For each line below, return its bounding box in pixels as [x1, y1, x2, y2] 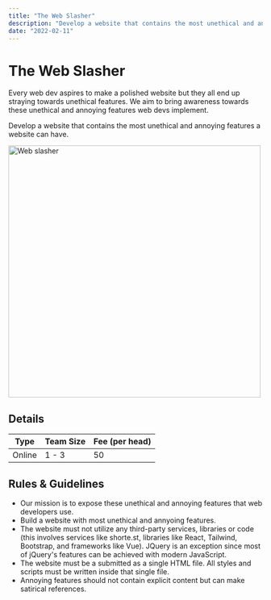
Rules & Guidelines [8, 477, 105, 490]
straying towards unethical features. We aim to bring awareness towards [8, 97, 249, 106]
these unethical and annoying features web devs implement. [8, 106, 209, 115]
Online [12, 449, 38, 460]
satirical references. [19, 584, 87, 594]
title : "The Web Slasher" [8, 11, 95, 20]
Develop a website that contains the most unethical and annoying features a [8, 121, 261, 131]
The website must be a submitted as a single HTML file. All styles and [19, 558, 252, 568]
